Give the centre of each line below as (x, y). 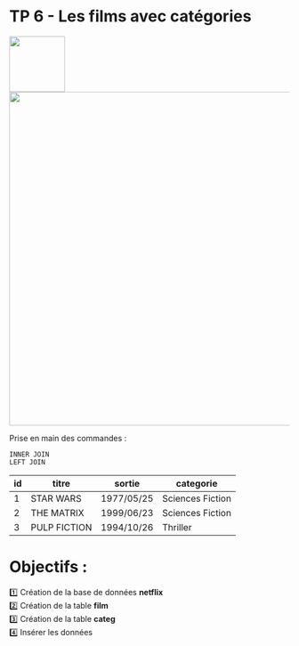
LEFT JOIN (28, 462)
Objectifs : (48, 567)
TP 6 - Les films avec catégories (130, 16)
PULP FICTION (61, 527)
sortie (127, 483)
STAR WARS (56, 498)
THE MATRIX (57, 513)
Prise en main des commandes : (68, 438)
